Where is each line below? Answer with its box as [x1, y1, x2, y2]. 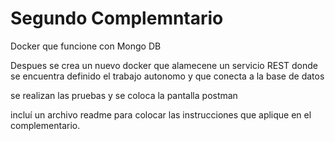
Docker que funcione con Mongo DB [10, 40, 162, 52]
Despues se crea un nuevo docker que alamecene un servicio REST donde [10, 59, 318, 71]
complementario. [10, 119, 81, 131]
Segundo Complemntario [10, 7, 224, 30]
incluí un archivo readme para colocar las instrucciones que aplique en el [10, 108, 312, 121]
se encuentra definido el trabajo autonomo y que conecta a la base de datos [10, 70, 325, 82]
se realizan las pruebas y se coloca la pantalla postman [10, 89, 238, 101]
